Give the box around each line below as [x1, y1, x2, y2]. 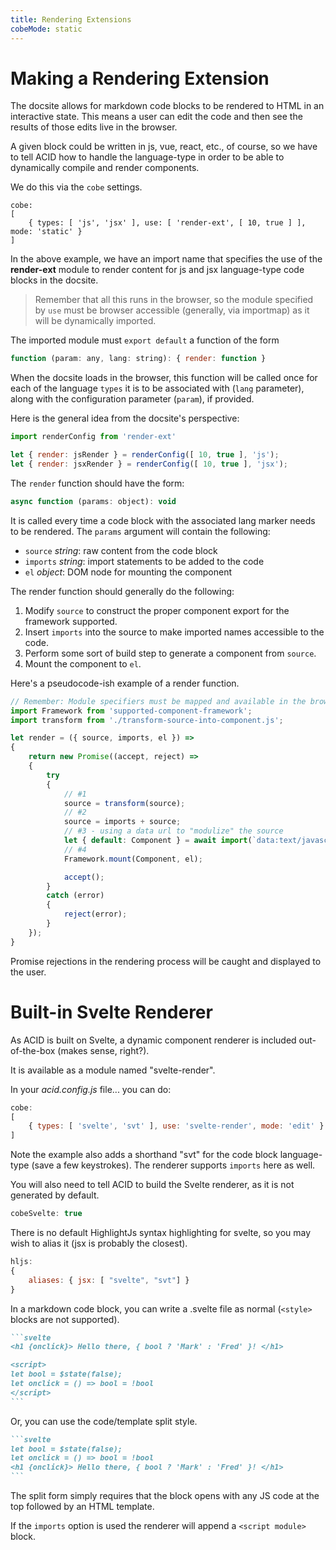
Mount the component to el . [24, 657, 142, 670]
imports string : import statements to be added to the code [24, 555, 265, 567]
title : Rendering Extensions [10, 14, 132, 25]
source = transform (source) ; [63, 798, 186, 808]
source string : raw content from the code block [24, 544, 218, 556]
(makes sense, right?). [57, 1044, 150, 1056]
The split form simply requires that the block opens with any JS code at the [10, 1490, 320, 1501]
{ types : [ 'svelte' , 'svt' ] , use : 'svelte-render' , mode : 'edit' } [28, 1121, 325, 1131]
